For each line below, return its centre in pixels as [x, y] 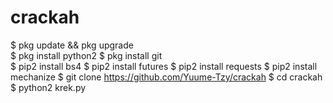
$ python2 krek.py [48, 87]
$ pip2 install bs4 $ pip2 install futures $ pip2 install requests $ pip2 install [164, 66]
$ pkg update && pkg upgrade [72, 45]
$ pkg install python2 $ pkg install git [86, 55]
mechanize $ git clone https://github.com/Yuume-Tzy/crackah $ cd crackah [166, 77]
